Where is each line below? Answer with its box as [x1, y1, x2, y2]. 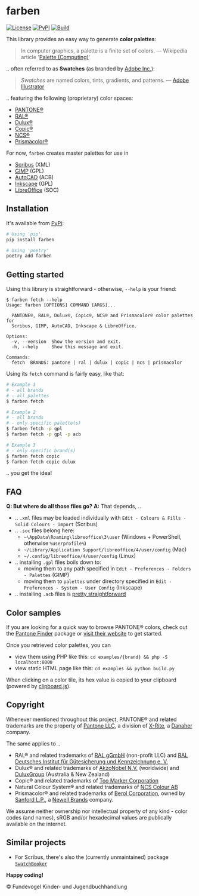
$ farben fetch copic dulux [6, 459, 76, 465]
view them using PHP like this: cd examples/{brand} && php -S [14, 653, 168, 661]
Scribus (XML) [14, 161, 51, 168]
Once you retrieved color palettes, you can [6, 642, 111, 649]
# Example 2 [6, 409, 36, 415]
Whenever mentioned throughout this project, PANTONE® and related [6, 716, 177, 723]
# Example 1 [6, 382, 36, 388]
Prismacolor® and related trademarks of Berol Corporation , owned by [14, 790, 186, 797]
